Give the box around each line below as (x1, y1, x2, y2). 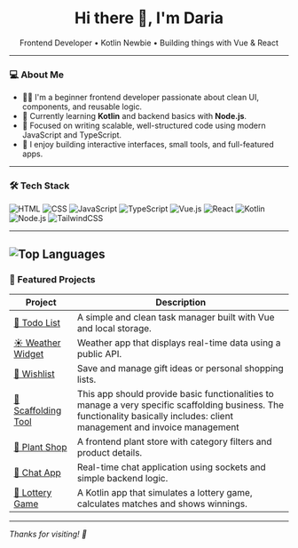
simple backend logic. (76, 473, 169, 485)
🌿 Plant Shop (13, 441, 67, 454)
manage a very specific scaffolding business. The (76, 399, 285, 411)
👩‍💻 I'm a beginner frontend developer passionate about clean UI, (21, 92, 260, 103)
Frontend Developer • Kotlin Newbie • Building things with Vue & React (19, 37, 279, 48)
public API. (76, 348, 122, 361)
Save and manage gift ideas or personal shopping (76, 362, 284, 375)
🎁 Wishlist (13, 368, 55, 380)
